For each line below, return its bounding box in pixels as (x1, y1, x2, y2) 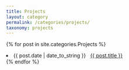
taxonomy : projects (6, 24, 54, 31)
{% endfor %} (6, 58, 40, 65)
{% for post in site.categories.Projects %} (6, 41, 106, 48)
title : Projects (6, 8, 46, 15)
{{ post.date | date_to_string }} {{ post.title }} (13, 52, 123, 59)
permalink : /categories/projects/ (6, 19, 90, 25)
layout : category (6, 14, 48, 20)
